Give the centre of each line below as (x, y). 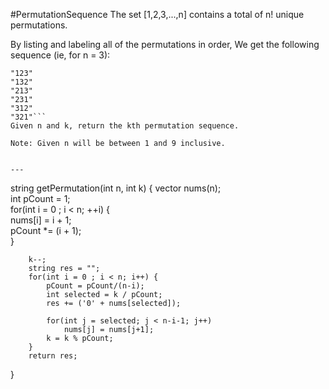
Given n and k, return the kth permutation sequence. (125, 126)
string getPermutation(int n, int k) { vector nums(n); (116, 188)
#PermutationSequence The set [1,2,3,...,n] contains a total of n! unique (157, 14)
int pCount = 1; (40, 198)
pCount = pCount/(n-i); (95, 286)
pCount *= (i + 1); (46, 230)
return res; (53, 356)
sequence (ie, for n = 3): (60, 55)
